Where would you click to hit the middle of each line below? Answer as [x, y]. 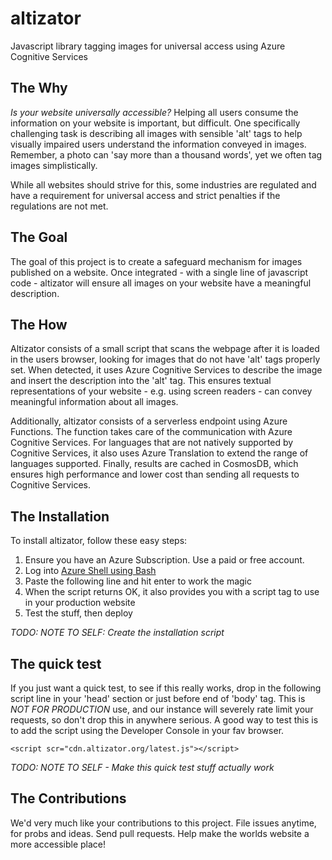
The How [39, 324]
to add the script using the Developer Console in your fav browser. [147, 730]
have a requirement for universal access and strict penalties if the [145, 195]
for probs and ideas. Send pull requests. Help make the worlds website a [160, 833]
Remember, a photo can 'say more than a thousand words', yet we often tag [166, 154]
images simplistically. [54, 165]
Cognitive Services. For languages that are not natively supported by [152, 443]
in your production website [80, 603]
